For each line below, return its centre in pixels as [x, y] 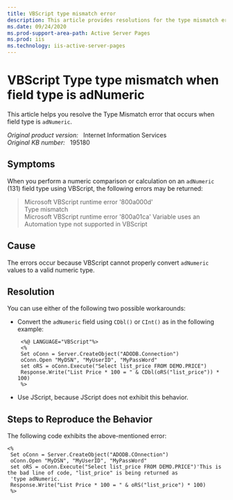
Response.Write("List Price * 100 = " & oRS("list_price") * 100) [108, 485]
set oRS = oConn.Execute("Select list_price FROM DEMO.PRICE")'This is [116, 467]
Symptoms [31, 164]
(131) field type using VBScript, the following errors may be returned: [105, 188]
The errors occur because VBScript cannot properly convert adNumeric [108, 262]
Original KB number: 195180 [49, 142]
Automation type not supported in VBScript [86, 224]
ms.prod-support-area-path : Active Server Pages [79, 33]
